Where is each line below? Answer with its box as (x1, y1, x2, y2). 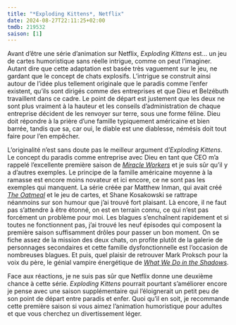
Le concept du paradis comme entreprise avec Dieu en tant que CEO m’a (7, 153, 219, 162)
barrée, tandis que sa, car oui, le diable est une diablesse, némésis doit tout (7, 124, 227, 133)
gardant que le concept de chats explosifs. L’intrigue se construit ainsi (7, 72, 211, 81)
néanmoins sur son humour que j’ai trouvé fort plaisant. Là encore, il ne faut (7, 199, 227, 207)
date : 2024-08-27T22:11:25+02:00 (7, 17, 106, 24)
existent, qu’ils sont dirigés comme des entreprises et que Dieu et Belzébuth (7, 87, 229, 95)
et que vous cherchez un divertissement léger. (7, 309, 142, 318)
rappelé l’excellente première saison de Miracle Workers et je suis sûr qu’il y (7, 160, 228, 170)
